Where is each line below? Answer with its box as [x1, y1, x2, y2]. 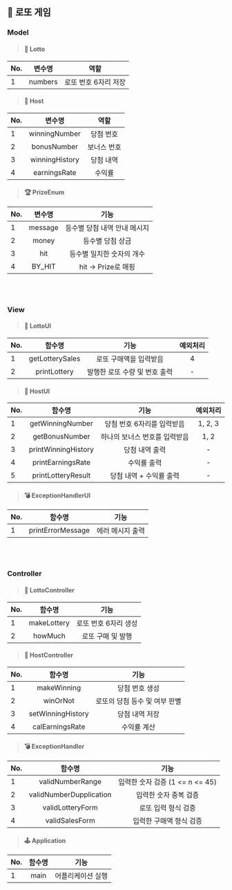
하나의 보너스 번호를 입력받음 [100, 432, 189, 442]
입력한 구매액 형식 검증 [133, 816, 202, 826]
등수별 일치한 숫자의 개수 [69, 248, 145, 258]
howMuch [33, 630, 66, 640]
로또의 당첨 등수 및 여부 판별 [95, 696, 182, 706]
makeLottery [28, 618, 70, 628]
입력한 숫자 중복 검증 [135, 790, 200, 799]
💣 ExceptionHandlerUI [23, 491, 91, 500]
